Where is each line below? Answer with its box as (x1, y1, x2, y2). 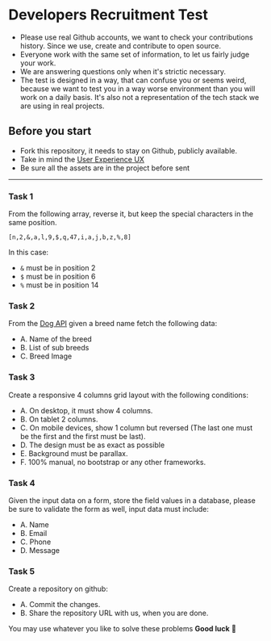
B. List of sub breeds (19, 343, 90, 353)
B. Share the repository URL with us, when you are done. (19, 608, 209, 618)
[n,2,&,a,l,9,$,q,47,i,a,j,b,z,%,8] (8, 233, 131, 241)
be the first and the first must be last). (19, 431, 147, 441)
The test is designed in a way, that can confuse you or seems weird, (19, 75, 247, 85)
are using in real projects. (19, 101, 105, 111)
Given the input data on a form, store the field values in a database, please (8, 495, 256, 505)
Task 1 (8, 191, 34, 202)
